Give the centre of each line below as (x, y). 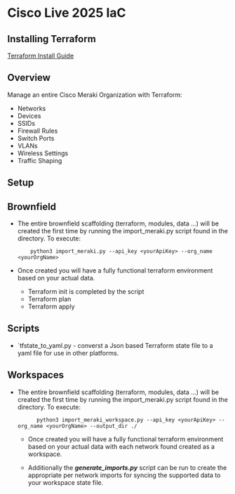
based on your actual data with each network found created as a (121, 446)
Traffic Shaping (40, 160)
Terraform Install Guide (41, 56)
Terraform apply (51, 306)
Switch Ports (36, 138)
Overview (29, 78)
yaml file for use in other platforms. (68, 353)
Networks (32, 108)
